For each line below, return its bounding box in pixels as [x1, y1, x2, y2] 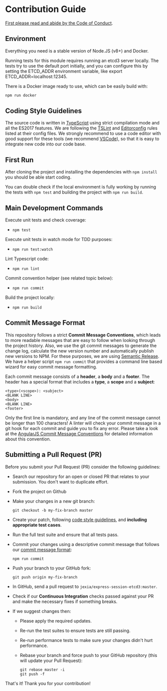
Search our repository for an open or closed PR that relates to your [12, 473, 150, 479]
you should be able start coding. [5, 174, 72, 180]
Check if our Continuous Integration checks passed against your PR [12, 593, 154, 599]
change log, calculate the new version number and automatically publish [5, 347, 154, 353]
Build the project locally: [5, 294, 55, 300]
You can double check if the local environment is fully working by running [5, 184, 156, 190]
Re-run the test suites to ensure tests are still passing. [19, 627, 131, 633]
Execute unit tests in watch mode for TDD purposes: [5, 236, 113, 242]
